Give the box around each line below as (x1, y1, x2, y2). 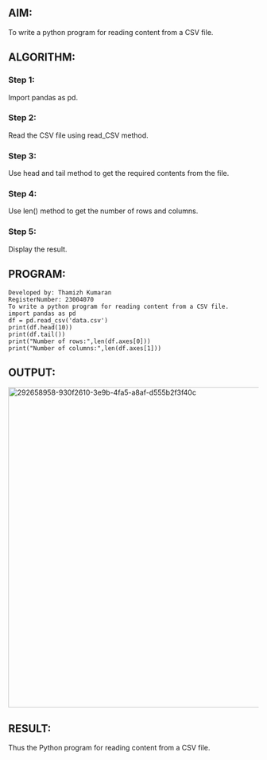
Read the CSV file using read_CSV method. (8, 131, 149, 140)
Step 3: (8, 150, 37, 162)
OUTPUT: (8, 365, 56, 379)
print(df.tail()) (8, 330, 66, 338)
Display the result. (8, 244, 68, 254)
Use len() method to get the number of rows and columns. (8, 206, 199, 216)
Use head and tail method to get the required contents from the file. (8, 169, 230, 178)
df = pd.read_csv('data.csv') (8, 316, 109, 325)
